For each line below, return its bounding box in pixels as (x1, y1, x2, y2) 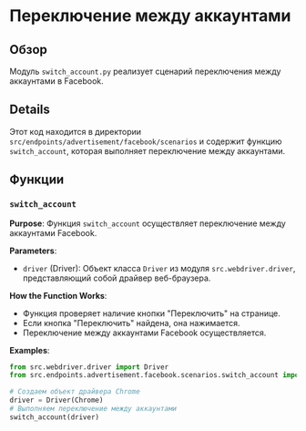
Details (9, 102, 50, 118)
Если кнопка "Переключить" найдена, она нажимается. (22, 317, 240, 328)
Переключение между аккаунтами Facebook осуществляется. (22, 327, 267, 338)
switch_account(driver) (9, 412, 100, 422)
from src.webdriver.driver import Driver (9, 362, 169, 372)
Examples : (9, 344, 50, 355)
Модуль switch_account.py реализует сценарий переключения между (9, 66, 281, 77)
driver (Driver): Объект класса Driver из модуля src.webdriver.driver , (22, 262, 296, 273)
